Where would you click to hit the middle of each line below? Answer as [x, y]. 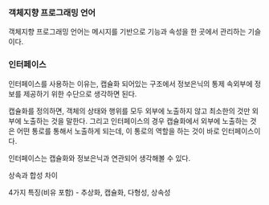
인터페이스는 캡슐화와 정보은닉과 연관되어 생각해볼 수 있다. [100, 158]
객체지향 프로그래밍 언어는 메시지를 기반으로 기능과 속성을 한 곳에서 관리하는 [127, 32]
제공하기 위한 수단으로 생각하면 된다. [80, 93]
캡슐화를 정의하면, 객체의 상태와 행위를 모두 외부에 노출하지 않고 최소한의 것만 [129, 111]
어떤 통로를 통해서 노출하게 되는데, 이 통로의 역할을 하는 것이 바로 [118, 131]
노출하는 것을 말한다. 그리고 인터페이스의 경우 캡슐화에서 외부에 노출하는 [136, 121]
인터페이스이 [241, 131]
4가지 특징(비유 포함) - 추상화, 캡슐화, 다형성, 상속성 [90, 192]
